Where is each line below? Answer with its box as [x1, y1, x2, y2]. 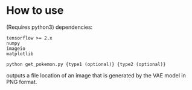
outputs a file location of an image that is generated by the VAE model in [6, 71, 186, 79]
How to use [6, 4, 64, 17]
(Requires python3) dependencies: [6, 23, 93, 31]
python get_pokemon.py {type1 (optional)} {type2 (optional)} [6, 61, 166, 67]
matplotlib [6, 50, 34, 57]
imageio [6, 46, 26, 52]
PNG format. [6, 78, 37, 85]
